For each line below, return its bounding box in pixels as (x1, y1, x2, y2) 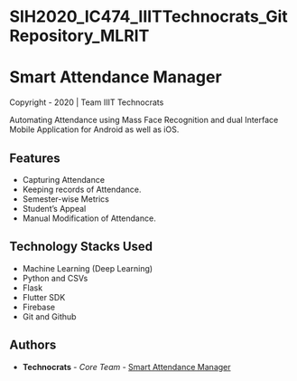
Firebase (22, 301, 56, 312)
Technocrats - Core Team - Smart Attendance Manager (22, 361, 232, 372)
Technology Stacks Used (9, 239, 153, 254)
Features (9, 150, 60, 166)
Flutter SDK (22, 291, 66, 302)
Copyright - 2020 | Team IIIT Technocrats (9, 97, 164, 108)
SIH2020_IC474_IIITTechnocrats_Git (9, 6, 289, 27)
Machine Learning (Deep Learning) (22, 262, 153, 273)
